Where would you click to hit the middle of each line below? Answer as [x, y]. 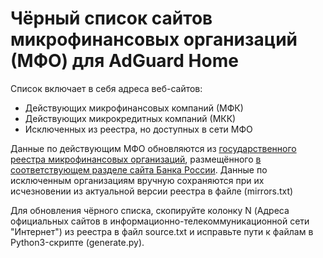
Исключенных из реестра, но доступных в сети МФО [138, 129]
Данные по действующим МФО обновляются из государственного [153, 148]
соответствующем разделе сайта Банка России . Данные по [139, 169]
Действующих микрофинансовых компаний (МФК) [134, 108]
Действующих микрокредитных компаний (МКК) [130, 118]
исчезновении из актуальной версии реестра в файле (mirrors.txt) [152, 191]
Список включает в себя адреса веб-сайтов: [106, 88]
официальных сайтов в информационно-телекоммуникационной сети [160, 221]
